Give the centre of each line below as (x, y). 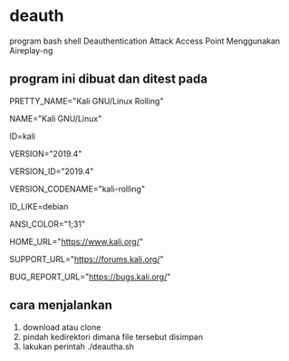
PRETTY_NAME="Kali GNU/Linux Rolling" (87, 101)
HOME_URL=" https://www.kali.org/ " (76, 241)
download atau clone (62, 327)
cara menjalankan (61, 305)
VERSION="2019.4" (46, 153)
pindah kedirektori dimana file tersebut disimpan (113, 337)
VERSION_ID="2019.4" (52, 171)
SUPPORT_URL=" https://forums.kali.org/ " (87, 259)
